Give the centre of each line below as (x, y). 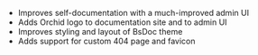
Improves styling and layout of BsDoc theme (100, 31)
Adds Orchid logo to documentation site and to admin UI (122, 22)
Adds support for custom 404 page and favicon (106, 41)
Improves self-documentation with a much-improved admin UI (134, 13)
